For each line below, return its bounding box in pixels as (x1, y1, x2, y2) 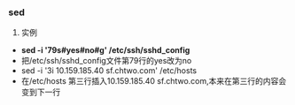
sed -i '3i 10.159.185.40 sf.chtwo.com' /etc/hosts (20, 65, 197, 76)
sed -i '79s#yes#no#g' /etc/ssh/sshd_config (20, 45, 190, 56)
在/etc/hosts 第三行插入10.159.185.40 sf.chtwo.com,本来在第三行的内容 (20, 76, 279, 86)
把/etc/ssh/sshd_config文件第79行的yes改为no (20, 56, 192, 66)
